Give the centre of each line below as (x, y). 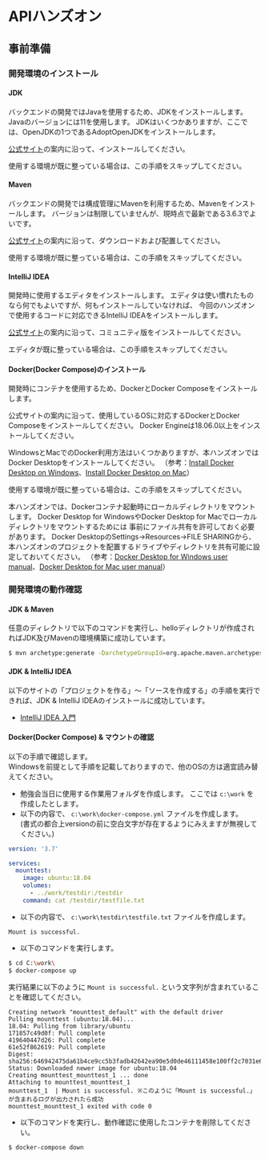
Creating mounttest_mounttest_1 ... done (78, 1075)
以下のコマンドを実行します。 (69, 947)
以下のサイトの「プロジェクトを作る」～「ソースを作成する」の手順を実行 (131, 690)
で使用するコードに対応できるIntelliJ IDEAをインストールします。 (115, 315)
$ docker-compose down (46, 1147)
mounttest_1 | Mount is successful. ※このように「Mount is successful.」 (132, 1091)
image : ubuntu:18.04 (57, 878)
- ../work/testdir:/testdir (76, 893)
